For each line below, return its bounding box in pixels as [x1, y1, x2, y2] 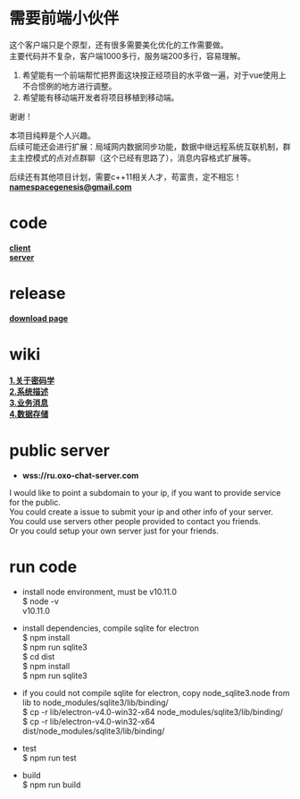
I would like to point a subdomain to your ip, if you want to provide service [9, 487, 281, 497]
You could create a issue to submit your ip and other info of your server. [9, 506, 274, 517]
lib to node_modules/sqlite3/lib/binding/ [21, 697, 170, 708]
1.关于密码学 [9, 375, 55, 386]
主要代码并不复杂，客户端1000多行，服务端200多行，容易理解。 [9, 50, 246, 61]
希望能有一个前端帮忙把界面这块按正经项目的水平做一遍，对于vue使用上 [21, 69, 287, 81]
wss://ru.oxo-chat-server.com [21, 470, 139, 480]
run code [9, 557, 78, 577]
